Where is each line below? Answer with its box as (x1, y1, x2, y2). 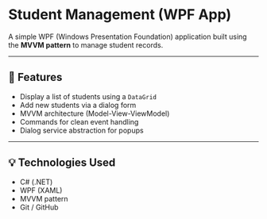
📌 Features (8, 71, 63, 84)
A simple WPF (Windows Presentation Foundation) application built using (8, 32, 248, 41)
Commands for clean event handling (19, 117, 139, 126)
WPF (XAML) (19, 185, 63, 195)
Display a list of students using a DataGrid (19, 91, 157, 101)
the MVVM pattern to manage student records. (8, 40, 164, 49)
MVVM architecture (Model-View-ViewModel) (19, 109, 170, 118)
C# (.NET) (19, 177, 53, 186)
